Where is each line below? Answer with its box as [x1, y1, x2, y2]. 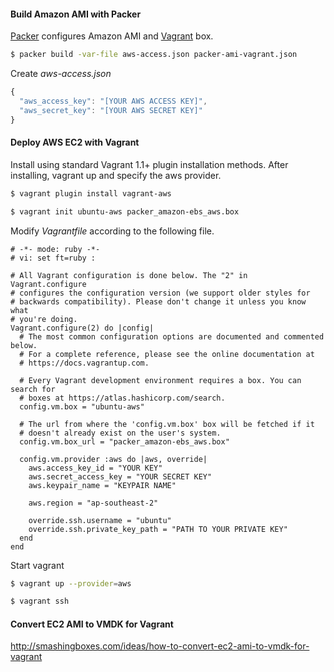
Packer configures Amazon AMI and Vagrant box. [10, 30, 214, 42]
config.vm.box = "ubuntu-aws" [19, 401, 145, 412]
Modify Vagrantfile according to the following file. [10, 225, 215, 237]
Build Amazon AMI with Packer [10, 8, 142, 20]
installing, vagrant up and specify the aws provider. [10, 169, 222, 181]
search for [10, 384, 56, 394]
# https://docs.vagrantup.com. [19, 358, 150, 368]
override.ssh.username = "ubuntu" [28, 515, 172, 525]
